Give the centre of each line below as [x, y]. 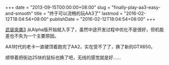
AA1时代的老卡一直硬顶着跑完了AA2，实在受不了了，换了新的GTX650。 [80, 47]
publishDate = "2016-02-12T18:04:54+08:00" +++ [103, 19]
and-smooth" [19, 13]
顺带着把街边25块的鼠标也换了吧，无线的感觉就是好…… [63, 57]
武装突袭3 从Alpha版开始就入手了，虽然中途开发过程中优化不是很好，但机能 [85, 29]
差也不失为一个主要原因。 [32, 36]
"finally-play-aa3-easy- [136, 7]
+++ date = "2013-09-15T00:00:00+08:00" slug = [58, 7]
